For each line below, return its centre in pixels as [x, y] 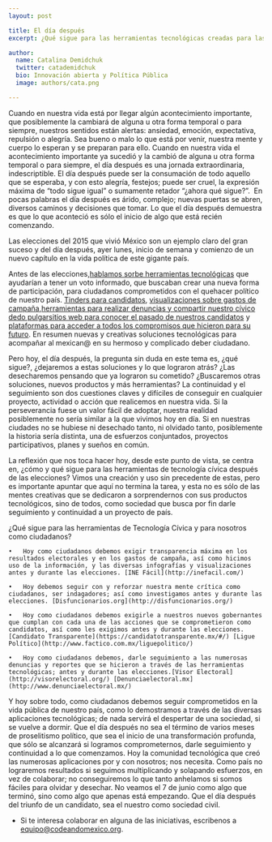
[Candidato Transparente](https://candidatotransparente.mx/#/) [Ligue [132, 636]
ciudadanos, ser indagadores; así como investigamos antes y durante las [136, 594]
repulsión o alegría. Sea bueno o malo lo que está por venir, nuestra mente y [136, 139]
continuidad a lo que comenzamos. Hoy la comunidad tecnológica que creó [134, 753]
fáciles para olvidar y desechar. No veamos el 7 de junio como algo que [127, 787]
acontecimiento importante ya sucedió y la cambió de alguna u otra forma [132, 156]
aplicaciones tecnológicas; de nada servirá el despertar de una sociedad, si [134, 718]
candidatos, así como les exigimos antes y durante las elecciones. [126, 629]
